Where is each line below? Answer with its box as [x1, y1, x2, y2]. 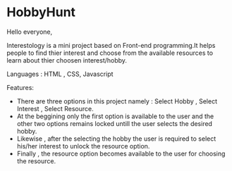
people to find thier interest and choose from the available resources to [6, 49, 213, 57]
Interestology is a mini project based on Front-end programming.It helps [6, 41, 216, 49]
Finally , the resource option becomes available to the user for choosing [16, 149, 226, 158]
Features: [6, 83, 35, 91]
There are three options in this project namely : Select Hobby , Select [16, 96, 218, 106]
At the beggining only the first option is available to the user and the [16, 112, 214, 120]
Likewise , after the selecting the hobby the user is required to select [16, 134, 216, 143]
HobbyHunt [6, 4, 75, 20]
